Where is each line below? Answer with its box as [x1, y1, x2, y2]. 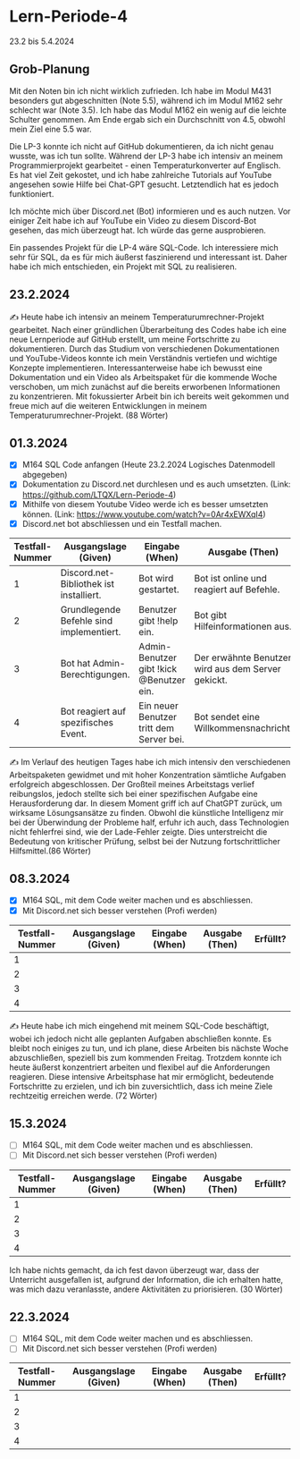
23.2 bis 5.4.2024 [9, 36, 74, 47]
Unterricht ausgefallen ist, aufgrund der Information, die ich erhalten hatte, [9, 1274, 284, 1285]
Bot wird [137, 572, 174, 584]
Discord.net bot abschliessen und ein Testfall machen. [21, 518, 222, 529]
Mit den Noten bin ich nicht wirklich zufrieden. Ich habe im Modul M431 [9, 85, 272, 96]
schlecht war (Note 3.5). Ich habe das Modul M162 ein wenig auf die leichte [9, 105, 287, 115]
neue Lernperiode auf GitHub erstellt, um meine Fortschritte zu [9, 334, 241, 344]
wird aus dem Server [194, 662, 281, 674]
